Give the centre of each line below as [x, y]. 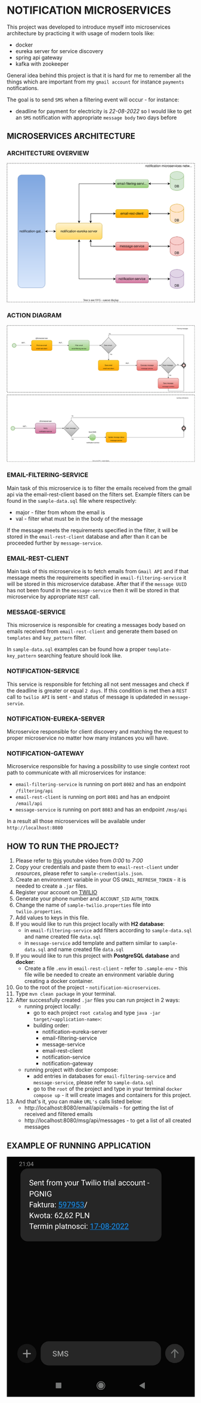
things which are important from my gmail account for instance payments [95, 82]
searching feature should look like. [80, 656]
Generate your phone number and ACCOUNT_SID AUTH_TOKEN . [87, 899]
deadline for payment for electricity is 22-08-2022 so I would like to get [103, 111]
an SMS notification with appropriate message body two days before [96, 118]
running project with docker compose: [71, 1070]
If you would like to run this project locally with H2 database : [90, 924]
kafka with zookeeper [42, 64]
